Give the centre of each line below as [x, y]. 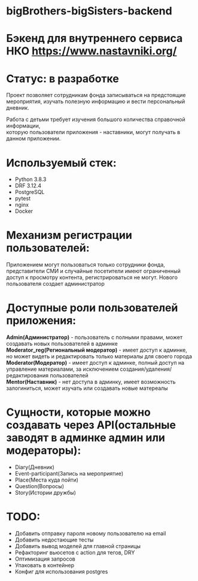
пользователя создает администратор [55, 284]
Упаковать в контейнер [45, 565]
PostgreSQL [30, 192]
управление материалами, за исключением [63, 369]
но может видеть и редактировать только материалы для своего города [99, 356]
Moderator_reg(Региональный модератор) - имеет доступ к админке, [97, 350]
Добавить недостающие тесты [54, 540]
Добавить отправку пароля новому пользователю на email [90, 533]
